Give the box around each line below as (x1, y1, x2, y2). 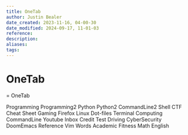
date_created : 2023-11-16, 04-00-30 (6, 19, 96, 25)
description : (6, 36, 38, 42)
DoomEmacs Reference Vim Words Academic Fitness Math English (6, 122, 170, 129)
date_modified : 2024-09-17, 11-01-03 (6, 25, 99, 31)
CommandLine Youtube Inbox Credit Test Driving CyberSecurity (6, 116, 162, 123)
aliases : (6, 42, 28, 48)
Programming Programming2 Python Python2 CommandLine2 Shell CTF (6, 103, 182, 110)
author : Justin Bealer (6, 14, 62, 20)
